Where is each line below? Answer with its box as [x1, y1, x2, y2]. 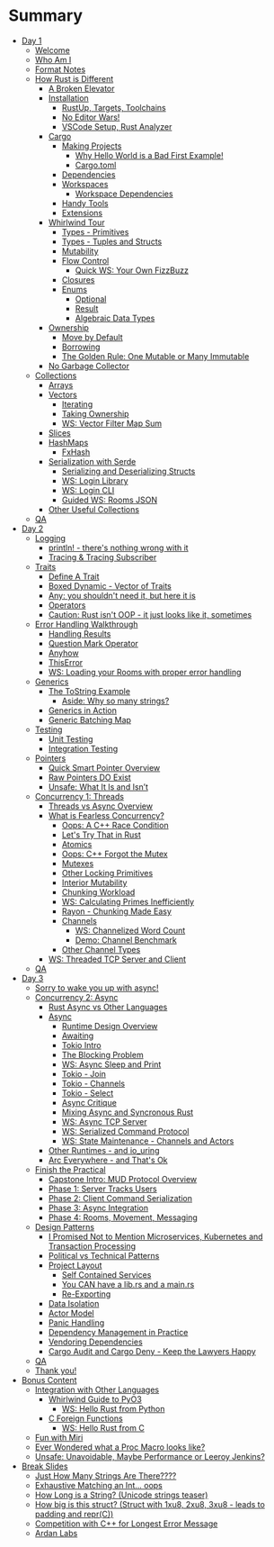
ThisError [48, 656, 84, 667]
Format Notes [34, 64, 86, 75]
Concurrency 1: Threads [34, 791, 125, 801]
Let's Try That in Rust [61, 829, 141, 840]
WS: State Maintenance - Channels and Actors [61, 1135, 234, 1146]
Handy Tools [61, 197, 109, 208]
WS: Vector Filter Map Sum [61, 418, 163, 429]
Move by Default [61, 331, 123, 342]
